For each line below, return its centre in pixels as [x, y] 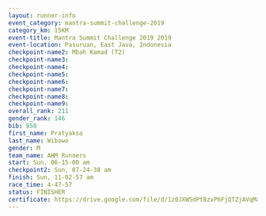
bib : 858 [23, 126]
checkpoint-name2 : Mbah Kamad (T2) [67, 52]
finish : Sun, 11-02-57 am [51, 178]
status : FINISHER [37, 192]
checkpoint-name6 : [38, 81]
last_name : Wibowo [38, 140]
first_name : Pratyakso [46, 133]
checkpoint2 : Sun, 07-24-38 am [60, 170]
